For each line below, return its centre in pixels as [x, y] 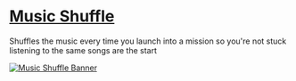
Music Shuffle [62, 16]
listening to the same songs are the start [83, 50]
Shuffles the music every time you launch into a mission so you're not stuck [148, 41]
